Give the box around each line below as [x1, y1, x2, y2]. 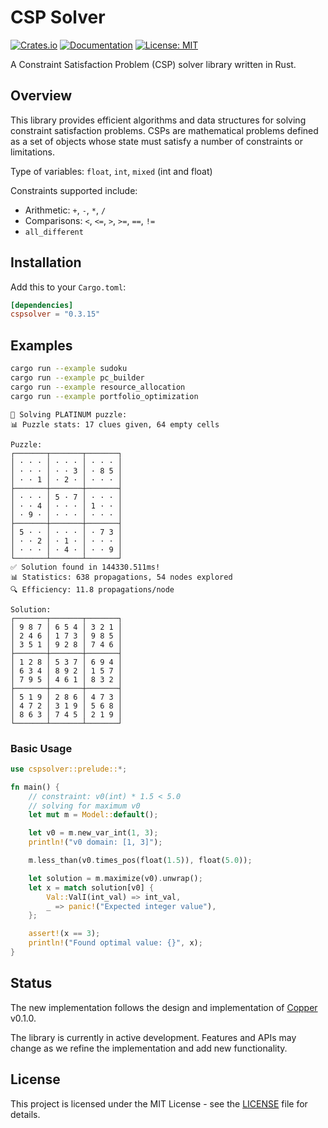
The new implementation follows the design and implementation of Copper [10, 1001, 318, 1013]
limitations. [10, 146, 56, 158]
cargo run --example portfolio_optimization [10, 391, 199, 401]
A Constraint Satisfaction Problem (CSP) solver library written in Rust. [10, 58, 297, 70]
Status [10, 975, 53, 992]
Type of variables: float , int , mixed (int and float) [10, 165, 213, 177]
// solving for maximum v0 [28, 801, 141, 811]
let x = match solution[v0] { [28, 882, 155, 893]
